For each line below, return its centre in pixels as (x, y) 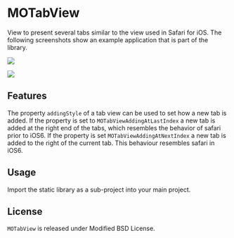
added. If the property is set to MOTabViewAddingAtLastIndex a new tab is (111, 120)
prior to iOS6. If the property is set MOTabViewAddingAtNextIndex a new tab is (117, 135)
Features (27, 96)
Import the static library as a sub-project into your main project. (99, 189)
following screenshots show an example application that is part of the (108, 39)
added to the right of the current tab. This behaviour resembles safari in (111, 143)
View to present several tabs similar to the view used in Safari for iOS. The (115, 32)
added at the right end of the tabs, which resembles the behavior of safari (114, 127)
